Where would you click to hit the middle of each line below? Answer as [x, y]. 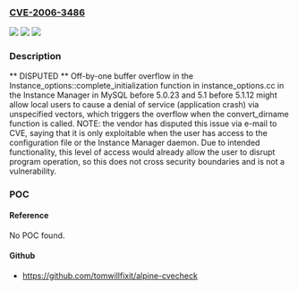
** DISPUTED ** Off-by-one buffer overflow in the [102, 76]
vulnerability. [33, 171]
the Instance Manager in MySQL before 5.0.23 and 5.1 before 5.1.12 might [143, 95]
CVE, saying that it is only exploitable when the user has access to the [139, 132]
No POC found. [37, 235]
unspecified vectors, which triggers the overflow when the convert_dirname [149, 114]
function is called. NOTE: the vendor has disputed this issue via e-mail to [143, 124]
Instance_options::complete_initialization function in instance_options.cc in [147, 85]
